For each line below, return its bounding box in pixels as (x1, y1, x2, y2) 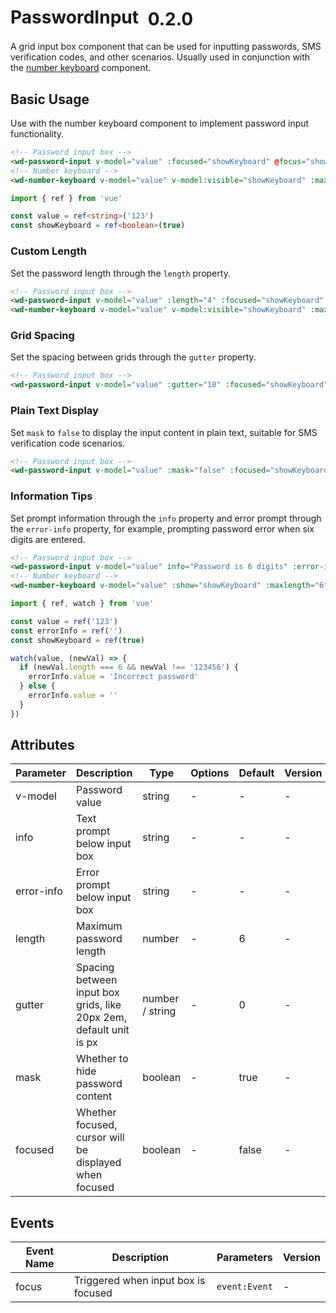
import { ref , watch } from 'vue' (10, 599, 155, 609)
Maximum (75, 919, 123, 933)
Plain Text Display (10, 404, 99, 418)
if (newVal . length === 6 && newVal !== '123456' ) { (19, 662, 240, 673)
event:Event (216, 1281, 273, 1293)
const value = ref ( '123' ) (10, 616, 118, 626)
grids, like (75, 998, 122, 1012)
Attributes (10, 737, 75, 754)
